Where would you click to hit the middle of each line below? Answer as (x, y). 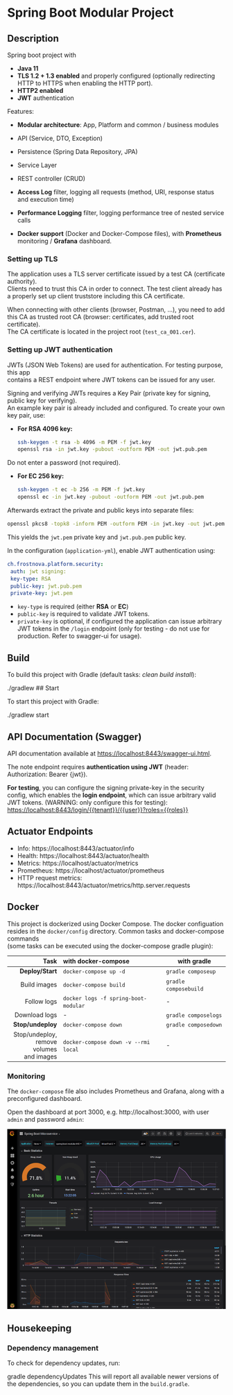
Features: (21, 111)
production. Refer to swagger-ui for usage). (79, 636)
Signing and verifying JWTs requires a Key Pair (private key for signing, (109, 393)
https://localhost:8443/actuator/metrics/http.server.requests (104, 885)
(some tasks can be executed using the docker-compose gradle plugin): (110, 945)
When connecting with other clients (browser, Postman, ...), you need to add (116, 309)
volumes (45, 1049)
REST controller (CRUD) (51, 179)
